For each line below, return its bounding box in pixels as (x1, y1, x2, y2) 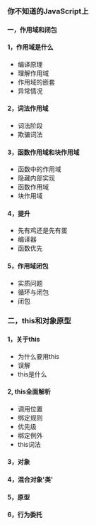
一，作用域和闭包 (7, 25, 57, 33)
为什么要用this (17, 352, 60, 360)
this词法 (17, 440, 41, 448)
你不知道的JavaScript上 (7, 6, 89, 16)
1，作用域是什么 (7, 43, 54, 51)
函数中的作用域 (17, 165, 61, 173)
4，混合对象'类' (7, 475, 53, 484)
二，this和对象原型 (7, 316, 72, 326)
